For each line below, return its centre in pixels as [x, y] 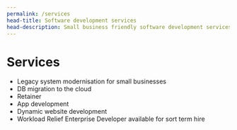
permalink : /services [39, 14]
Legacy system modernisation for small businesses [92, 81]
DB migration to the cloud [54, 89]
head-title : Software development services [72, 20]
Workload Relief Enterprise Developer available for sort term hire [111, 119]
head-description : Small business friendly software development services [119, 27]
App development [43, 104]
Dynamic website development [62, 112]
